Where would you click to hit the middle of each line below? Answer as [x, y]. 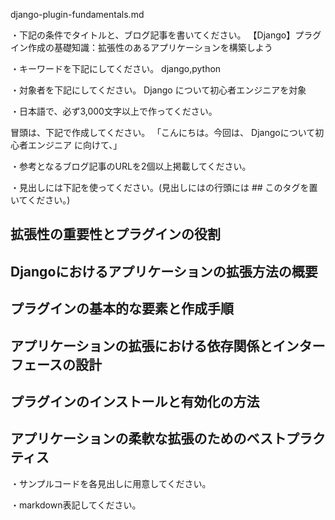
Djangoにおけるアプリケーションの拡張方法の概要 [164, 271]
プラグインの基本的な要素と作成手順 [122, 309]
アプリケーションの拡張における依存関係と [141, 345]
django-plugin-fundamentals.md [77, 14]
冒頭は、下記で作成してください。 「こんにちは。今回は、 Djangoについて [163, 132]
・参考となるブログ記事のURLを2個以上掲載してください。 [131, 166]
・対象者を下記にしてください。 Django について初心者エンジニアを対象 [158, 90]
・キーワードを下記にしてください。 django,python [116, 68]
